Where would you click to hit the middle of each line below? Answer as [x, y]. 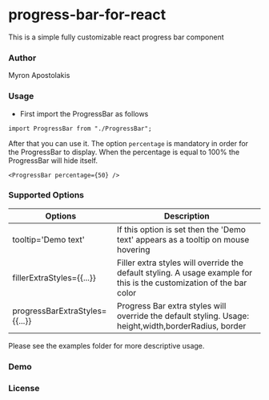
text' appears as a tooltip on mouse [183, 239]
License [24, 388]
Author [22, 58]
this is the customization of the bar [182, 283]
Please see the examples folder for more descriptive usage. [106, 345]
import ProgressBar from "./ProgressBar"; [80, 129]
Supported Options [46, 195]
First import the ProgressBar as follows [84, 113]
